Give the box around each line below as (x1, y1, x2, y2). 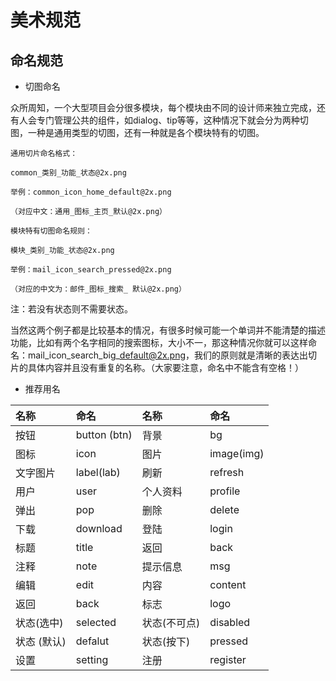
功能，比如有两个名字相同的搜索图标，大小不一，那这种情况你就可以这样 (10, 337, 308, 348)
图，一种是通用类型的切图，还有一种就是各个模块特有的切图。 (10, 127, 265, 138)
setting (75, 653, 109, 666)
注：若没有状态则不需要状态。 (10, 303, 133, 315)
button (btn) (75, 428, 133, 441)
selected (75, 616, 117, 629)
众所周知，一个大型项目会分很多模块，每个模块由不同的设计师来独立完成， (10, 102, 317, 113)
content (209, 578, 247, 591)
